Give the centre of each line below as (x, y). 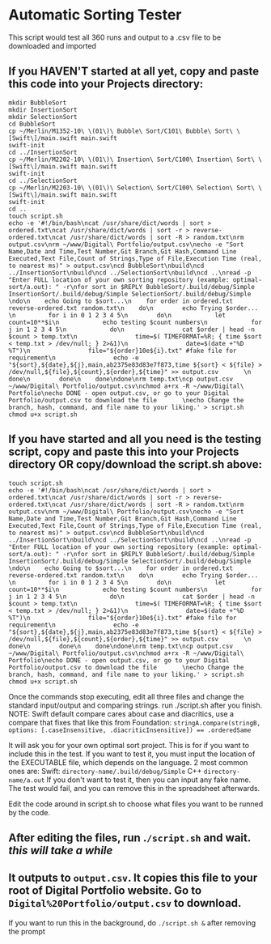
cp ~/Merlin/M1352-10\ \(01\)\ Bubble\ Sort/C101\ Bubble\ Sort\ (121, 131)
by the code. (30, 812)
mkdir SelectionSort (43, 117)
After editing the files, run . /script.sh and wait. (129, 838)
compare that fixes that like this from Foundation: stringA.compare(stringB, (135, 722)
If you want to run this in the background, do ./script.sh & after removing (132, 923)
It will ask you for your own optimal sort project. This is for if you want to (129, 745)
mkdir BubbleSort (38, 103)
